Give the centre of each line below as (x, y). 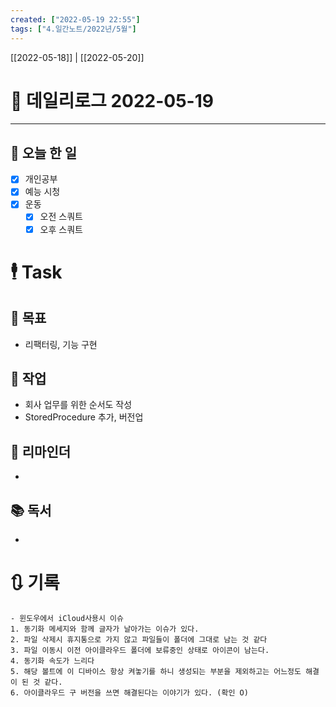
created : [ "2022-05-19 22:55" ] (75, 19)
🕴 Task (36, 272)
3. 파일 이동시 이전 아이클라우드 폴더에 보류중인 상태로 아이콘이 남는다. (140, 650)
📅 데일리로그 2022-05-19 (112, 100)
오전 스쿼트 (61, 217)
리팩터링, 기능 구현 (61, 344)
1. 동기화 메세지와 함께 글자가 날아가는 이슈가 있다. (105, 629)
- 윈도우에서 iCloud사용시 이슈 (67, 618)
